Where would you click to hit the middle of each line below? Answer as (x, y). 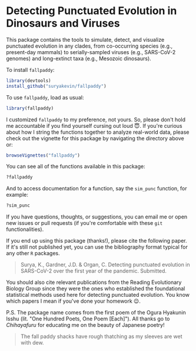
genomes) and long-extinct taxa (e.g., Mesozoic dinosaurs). (79, 58)
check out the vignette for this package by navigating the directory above (95, 138)
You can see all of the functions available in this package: (76, 167)
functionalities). (25, 229)
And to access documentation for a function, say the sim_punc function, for (97, 188)
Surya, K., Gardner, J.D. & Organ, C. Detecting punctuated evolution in (105, 265)
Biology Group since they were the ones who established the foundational (96, 289)
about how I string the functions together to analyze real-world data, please (98, 132)
